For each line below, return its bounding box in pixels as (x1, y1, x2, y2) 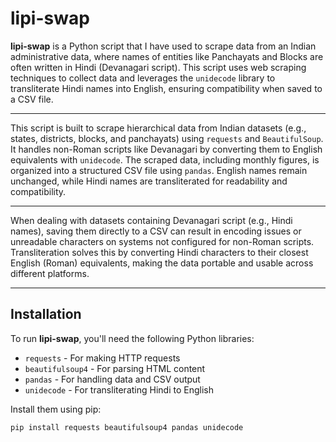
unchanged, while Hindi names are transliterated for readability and (10, 175, 288, 187)
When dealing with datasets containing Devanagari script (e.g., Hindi (10, 214, 293, 226)
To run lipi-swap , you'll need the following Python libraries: (10, 332, 255, 344)
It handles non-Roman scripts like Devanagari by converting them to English (10, 143, 323, 155)
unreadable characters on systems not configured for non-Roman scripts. (10, 235, 315, 247)
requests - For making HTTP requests (24, 352, 181, 364)
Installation (10, 306, 82, 323)
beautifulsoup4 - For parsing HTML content (24, 362, 206, 374)
